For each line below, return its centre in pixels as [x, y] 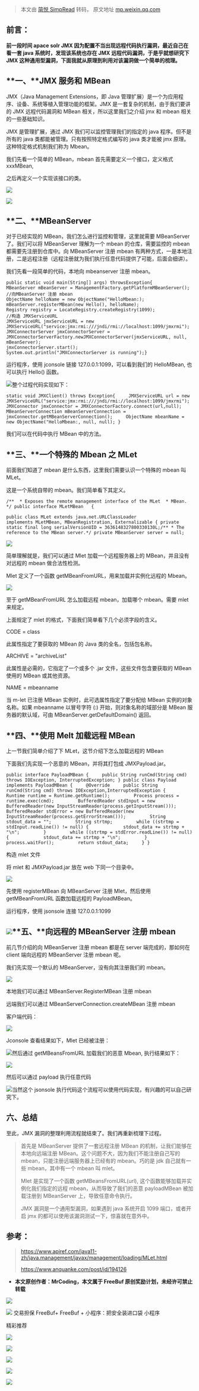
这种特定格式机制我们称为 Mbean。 [49, 146]
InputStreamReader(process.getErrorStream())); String [86, 817]
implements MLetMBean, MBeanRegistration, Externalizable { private [93, 522]
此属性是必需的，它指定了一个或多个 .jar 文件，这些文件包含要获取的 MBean [99, 668]
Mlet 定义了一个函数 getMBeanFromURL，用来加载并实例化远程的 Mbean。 [98, 576]
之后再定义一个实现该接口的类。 [45, 178]
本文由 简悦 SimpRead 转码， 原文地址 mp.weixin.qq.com [91, 9]
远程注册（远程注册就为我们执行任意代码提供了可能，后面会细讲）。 [109, 259]
